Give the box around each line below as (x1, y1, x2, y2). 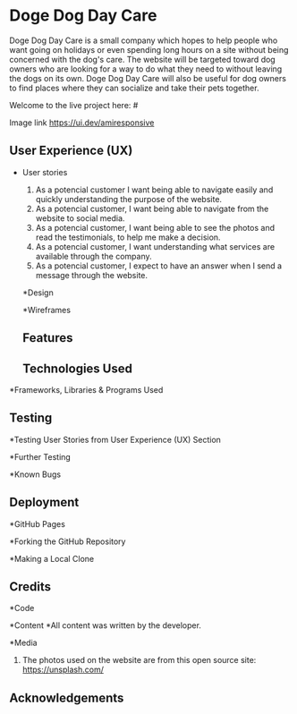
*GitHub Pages (9, 518, 65, 529)
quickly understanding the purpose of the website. (35, 193, 222, 204)
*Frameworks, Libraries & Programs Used (9, 384, 164, 395)
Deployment (9, 495, 80, 510)
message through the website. (35, 269, 148, 280)
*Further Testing (9, 451, 72, 462)
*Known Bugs (9, 469, 61, 480)
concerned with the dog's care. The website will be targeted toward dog (9, 54, 276, 64)
